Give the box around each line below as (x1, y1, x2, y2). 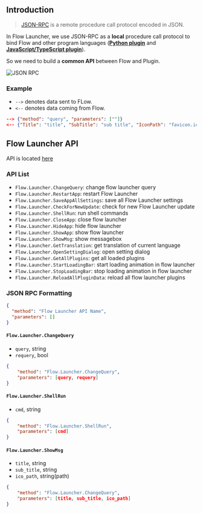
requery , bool (14, 351, 48, 358)
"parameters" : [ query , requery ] (17, 374, 98, 381)
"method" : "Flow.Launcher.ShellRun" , (17, 423, 112, 429)
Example (6, 84, 33, 93)
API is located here (6, 155, 53, 162)
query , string (14, 345, 47, 352)
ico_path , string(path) (14, 472, 69, 480)
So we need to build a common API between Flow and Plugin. (6, 57, 160, 64)
